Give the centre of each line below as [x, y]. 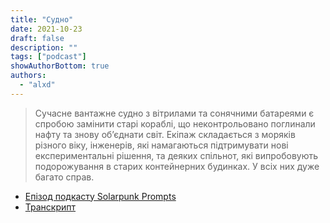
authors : [28, 76]
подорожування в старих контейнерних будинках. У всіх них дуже [177, 166]
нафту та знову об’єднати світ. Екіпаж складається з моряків [165, 134]
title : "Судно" [42, 19]
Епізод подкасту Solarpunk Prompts [100, 196]
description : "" [44, 47]
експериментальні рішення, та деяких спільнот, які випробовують [176, 155]
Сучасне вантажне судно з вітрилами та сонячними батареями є [174, 113]
